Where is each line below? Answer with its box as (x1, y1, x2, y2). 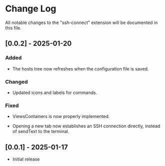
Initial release (12, 156, 40, 162)
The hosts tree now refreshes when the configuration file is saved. (12, 65, 149, 71)
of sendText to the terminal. (12, 128, 69, 134)
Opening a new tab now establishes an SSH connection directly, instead (12, 123, 161, 129)
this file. (5, 24, 21, 30)
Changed (5, 78, 28, 85)
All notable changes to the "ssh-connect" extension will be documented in (5, 19, 158, 25)
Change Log (5, 3, 56, 14)
